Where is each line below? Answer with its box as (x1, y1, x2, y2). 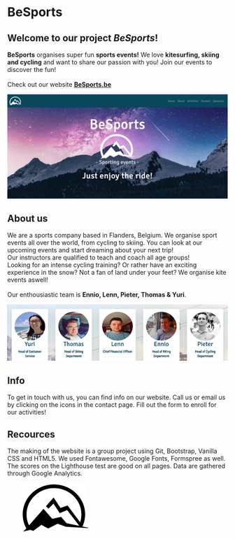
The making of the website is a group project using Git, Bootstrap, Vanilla (7, 447, 218, 455)
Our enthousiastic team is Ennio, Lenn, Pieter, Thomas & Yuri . (7, 291, 187, 299)
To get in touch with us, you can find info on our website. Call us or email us (7, 393, 226, 402)
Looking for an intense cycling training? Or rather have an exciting (7, 261, 197, 269)
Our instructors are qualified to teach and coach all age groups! (7, 253, 190, 262)
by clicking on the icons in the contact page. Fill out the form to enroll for (7, 401, 217, 409)
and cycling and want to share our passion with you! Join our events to (7, 58, 213, 66)
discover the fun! (7, 66, 57, 73)
